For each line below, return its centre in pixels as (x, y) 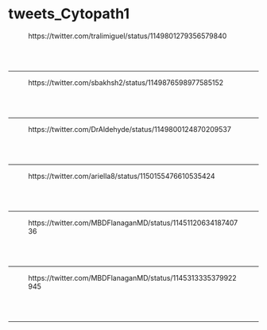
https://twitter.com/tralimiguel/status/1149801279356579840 (128, 36)
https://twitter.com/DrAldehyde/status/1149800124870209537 (130, 129)
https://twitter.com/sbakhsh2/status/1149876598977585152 (126, 82)
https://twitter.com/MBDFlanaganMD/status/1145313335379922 (132, 278)
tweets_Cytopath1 (69, 14)
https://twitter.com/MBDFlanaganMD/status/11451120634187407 (133, 223)
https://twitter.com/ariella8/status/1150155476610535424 (122, 176)
